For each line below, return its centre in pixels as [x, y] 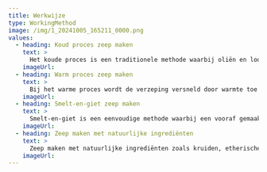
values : [21, 38]
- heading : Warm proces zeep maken [74, 75]
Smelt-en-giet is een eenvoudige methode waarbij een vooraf [133, 119]
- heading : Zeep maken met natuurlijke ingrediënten [104, 133]
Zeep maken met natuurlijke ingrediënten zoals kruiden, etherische [145, 148]
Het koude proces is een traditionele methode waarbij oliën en [138, 60]
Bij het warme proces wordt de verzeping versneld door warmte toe [143, 89]
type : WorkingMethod [43, 23]
